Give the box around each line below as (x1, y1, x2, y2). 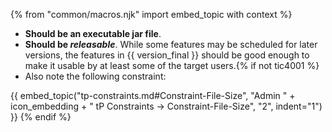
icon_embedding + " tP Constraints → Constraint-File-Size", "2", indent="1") (10, 100, 323, 112)
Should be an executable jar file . (24, 28, 162, 39)
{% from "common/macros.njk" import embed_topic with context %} (10, 9, 293, 20)
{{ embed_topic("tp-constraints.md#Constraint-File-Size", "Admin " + (10, 90, 296, 101)
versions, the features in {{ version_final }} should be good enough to (24, 49, 310, 61)
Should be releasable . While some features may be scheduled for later (24, 39, 318, 50)
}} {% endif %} (10, 111, 72, 123)
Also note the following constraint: (24, 70, 167, 82)
